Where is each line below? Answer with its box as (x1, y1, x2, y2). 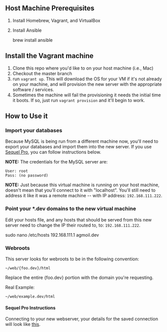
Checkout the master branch (12, 70, 72, 76)
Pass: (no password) (5, 173, 49, 178)
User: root (5, 169, 28, 174)
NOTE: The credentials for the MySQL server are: (5, 159, 108, 165)
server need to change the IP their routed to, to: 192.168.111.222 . (5, 222, 141, 228)
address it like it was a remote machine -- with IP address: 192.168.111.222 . (5, 193, 162, 199)
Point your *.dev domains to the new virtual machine (5, 205, 136, 212)
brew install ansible (12, 37, 53, 43)
